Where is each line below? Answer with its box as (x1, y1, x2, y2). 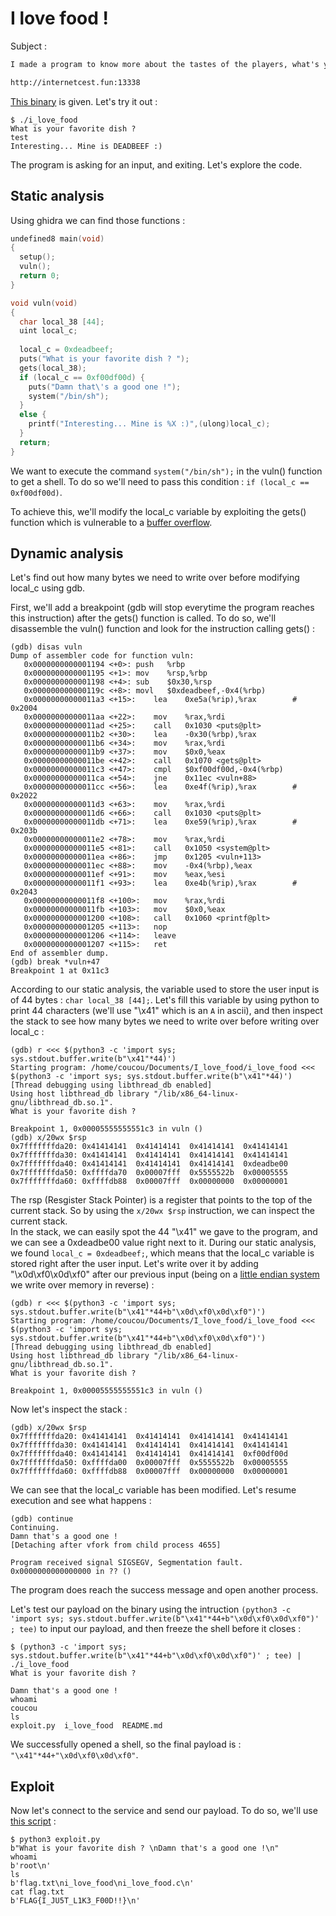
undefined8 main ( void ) (10, 233, 105, 244)
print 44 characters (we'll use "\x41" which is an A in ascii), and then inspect (10, 1005, 323, 1017)
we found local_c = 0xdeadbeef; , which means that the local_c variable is (10, 1247, 315, 1259)
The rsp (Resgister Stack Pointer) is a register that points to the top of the (10, 1194, 313, 1206)
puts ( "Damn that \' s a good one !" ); (28, 382, 182, 392)
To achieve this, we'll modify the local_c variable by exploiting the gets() (10, 505, 307, 517)
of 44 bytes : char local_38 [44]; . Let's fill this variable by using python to (10, 994, 320, 1006)
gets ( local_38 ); (19, 363, 87, 373)
